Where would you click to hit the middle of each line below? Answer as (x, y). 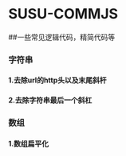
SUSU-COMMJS (63, 14)
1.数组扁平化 (29, 143)
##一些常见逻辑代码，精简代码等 (62, 37)
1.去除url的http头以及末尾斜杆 (57, 80)
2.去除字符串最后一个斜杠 (50, 100)
